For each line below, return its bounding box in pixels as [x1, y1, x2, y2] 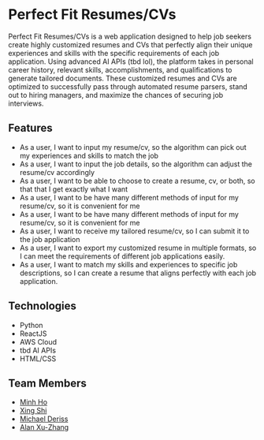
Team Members [8, 376, 87, 390]
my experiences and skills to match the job [19, 151, 159, 160]
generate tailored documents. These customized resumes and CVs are [8, 73, 238, 83]
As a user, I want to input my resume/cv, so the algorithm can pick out [19, 142, 247, 151]
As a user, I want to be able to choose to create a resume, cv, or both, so [19, 176, 255, 185]
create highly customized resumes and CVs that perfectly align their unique [8, 39, 253, 49]
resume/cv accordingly [19, 167, 95, 177]
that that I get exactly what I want [19, 184, 128, 194]
